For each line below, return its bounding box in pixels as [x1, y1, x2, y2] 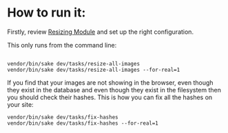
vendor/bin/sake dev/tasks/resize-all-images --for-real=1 [7, 66, 180, 73]
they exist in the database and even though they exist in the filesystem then [7, 85, 222, 94]
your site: [7, 100, 34, 108]
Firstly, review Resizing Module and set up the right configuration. [7, 28, 194, 36]
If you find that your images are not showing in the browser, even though [7, 78, 214, 87]
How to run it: [7, 5, 86, 21]
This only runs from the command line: [7, 41, 117, 49]
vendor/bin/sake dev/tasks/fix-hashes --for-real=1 [7, 119, 158, 127]
